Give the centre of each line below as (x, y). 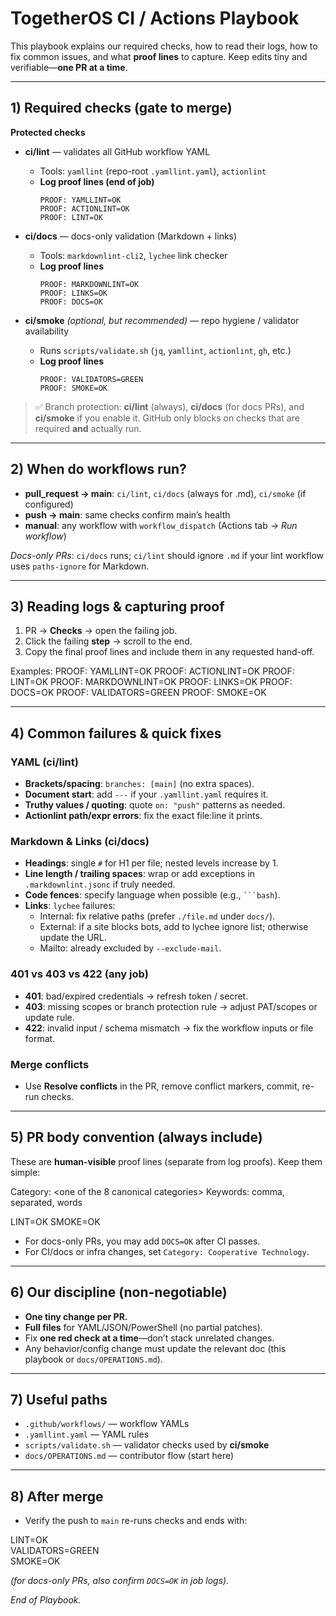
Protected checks (48, 132)
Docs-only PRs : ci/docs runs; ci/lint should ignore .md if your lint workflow (167, 555)
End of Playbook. (46, 1600)
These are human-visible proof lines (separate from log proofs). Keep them (166, 1161)
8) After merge (57, 1496)
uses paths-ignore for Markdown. (80, 566)
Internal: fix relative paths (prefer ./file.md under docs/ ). (157, 916)
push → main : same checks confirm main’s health (127, 514)
